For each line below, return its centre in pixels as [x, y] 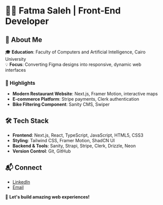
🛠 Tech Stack [27, 120]
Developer [27, 21]
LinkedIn [21, 182]
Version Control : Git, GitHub [42, 151]
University [16, 59]
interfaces [16, 70]
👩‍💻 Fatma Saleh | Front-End [63, 11]
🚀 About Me [24, 40]
